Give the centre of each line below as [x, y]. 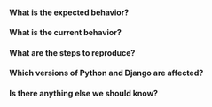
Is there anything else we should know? [83, 93]
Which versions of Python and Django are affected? [106, 73]
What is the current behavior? [65, 33]
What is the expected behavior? [69, 12]
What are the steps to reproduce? [72, 52]
